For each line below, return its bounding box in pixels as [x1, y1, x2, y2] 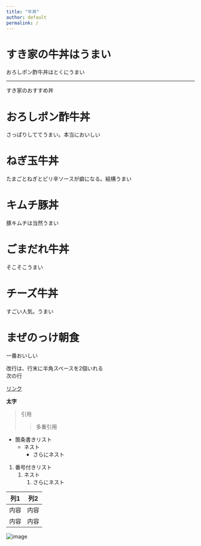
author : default [6, 14, 47, 20]
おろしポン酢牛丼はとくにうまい [6, 68, 85, 76]
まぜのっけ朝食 [6, 331, 80, 345]
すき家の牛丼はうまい [6, 47, 112, 61]
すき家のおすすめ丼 [6, 87, 54, 94]
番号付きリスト [14, 463, 52, 470]
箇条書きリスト [14, 436, 52, 443]
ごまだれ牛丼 [6, 243, 70, 257]
